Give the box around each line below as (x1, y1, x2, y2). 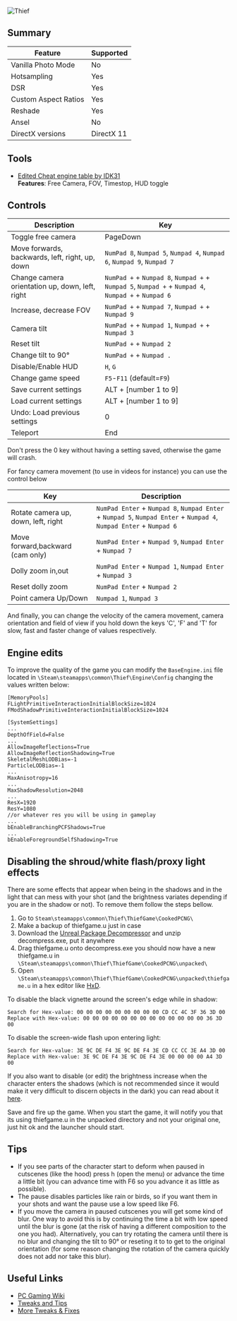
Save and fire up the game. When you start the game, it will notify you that (7, 1108, 224, 1116)
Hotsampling (11, 71, 53, 81)
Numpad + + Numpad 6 (104, 290, 171, 300)
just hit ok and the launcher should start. (7, 1123, 125, 1132)
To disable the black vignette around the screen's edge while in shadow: (7, 995, 218, 1003)
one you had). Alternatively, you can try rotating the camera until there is (17, 1229, 229, 1238)
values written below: (7, 681, 70, 689)
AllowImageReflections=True (7, 744, 90, 751)
